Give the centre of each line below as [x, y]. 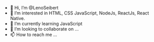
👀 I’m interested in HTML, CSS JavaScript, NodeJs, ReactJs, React [80, 13]
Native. [17, 18]
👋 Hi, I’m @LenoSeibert [34, 8]
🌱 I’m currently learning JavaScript [46, 23]
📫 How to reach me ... [33, 34]
